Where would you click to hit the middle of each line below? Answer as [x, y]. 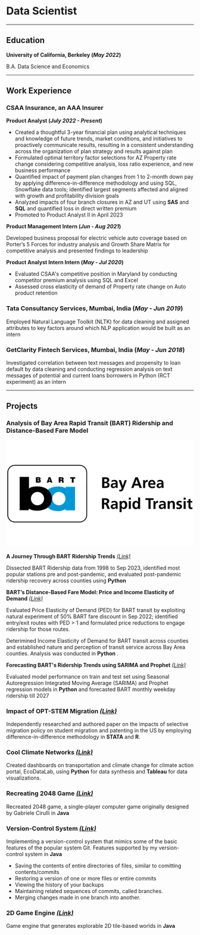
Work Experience [39, 91]
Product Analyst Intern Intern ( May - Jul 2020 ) [65, 262]
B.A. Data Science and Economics [48, 66]
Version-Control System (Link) [51, 828]
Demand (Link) [25, 598]
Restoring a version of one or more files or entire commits [85, 878]
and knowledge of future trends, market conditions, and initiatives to [99, 139]
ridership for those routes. [38, 629]
